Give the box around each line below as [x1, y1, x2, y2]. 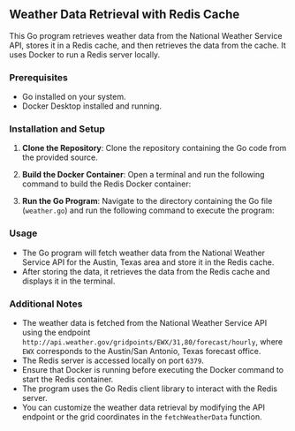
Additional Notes [9, 298, 83, 310]
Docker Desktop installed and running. [21, 101, 162, 111]
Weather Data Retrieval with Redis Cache [9, 7, 240, 22]
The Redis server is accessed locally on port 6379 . [21, 355, 205, 366]
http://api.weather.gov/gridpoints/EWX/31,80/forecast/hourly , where [21, 336, 284, 347]
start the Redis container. [21, 374, 114, 384]
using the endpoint [21, 327, 91, 337]
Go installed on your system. [21, 92, 126, 102]
